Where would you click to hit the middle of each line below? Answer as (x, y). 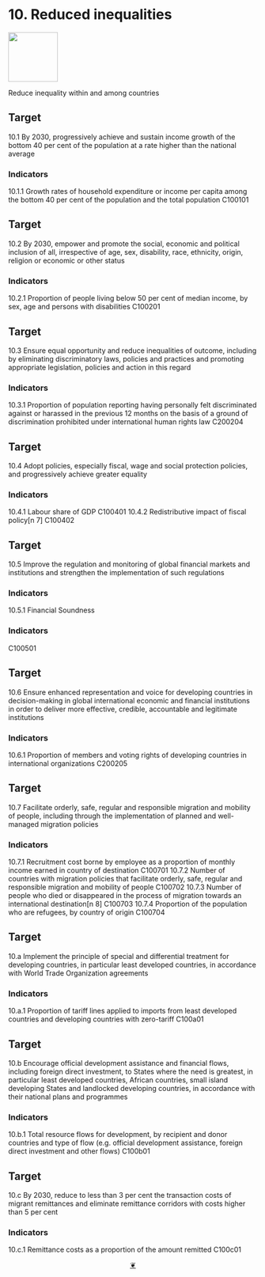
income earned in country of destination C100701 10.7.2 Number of (117, 870)
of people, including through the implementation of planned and (112, 816)
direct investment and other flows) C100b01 (79, 1151)
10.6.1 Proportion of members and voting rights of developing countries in (128, 755)
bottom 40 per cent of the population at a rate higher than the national (123, 145)
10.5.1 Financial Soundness (51, 610)
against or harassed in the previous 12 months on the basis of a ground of (129, 414)
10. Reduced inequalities (90, 15)
